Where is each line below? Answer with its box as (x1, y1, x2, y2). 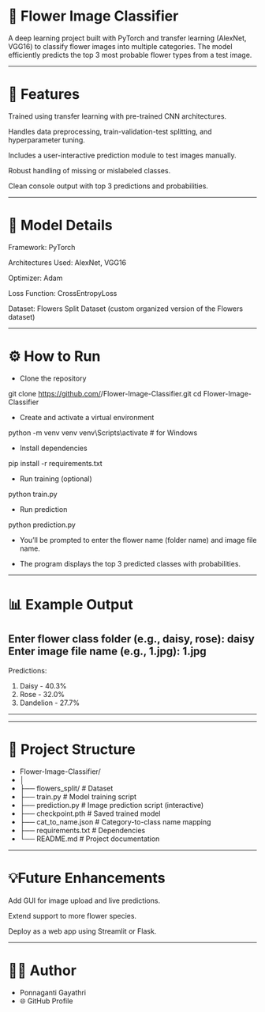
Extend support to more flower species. (8, 911, 136, 920)
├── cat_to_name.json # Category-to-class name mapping (19, 817, 211, 826)
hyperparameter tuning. (8, 135, 85, 145)
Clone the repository (19, 373, 87, 383)
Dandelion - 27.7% (19, 698, 80, 707)
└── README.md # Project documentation (19, 834, 160, 843)
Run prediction (19, 504, 68, 514)
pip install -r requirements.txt (8, 458, 103, 468)
